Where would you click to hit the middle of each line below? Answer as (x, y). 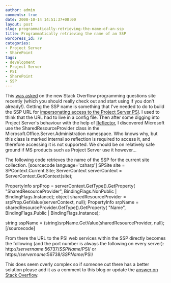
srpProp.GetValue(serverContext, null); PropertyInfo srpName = (72, 202)
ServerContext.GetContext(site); (39, 176)
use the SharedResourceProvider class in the (52, 128)
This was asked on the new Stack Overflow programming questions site (81, 95)
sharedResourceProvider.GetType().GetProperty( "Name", (66, 208)
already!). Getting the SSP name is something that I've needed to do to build (85, 106)
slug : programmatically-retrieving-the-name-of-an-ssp (65, 29)
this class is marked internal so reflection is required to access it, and (78, 139)
